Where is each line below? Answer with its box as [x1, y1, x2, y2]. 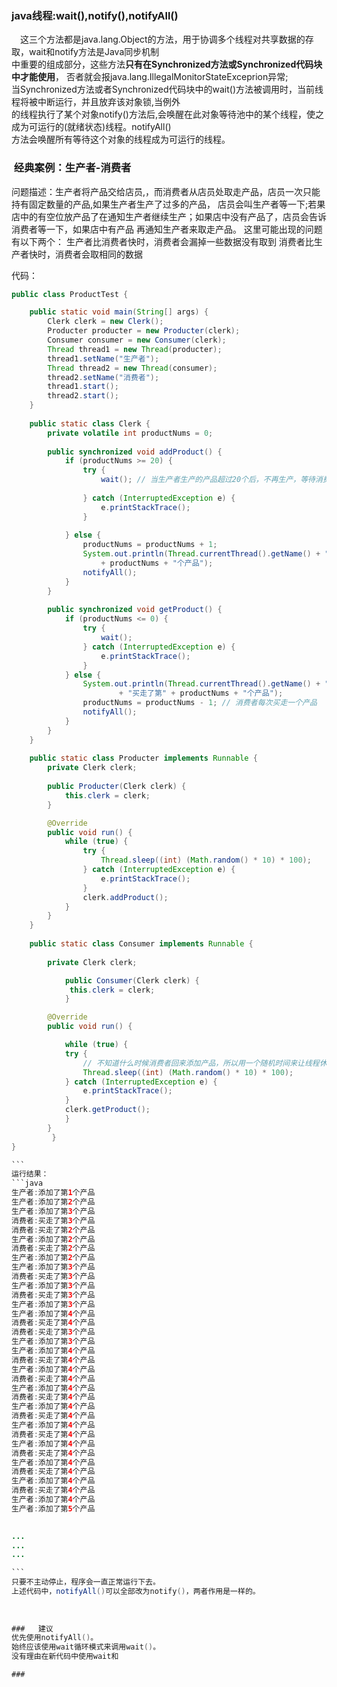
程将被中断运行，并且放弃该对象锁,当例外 [11, 96, 181, 108]
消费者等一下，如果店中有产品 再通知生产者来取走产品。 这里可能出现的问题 [11, 223, 323, 235]
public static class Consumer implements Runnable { [29, 939, 254, 949]
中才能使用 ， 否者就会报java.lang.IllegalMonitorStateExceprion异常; [11, 71, 289, 83]
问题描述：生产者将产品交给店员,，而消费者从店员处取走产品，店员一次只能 [11, 185, 321, 197]
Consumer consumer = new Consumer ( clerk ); [47, 335, 227, 346]
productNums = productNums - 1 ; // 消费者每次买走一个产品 [82, 698, 318, 708]
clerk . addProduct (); [82, 892, 169, 902]
